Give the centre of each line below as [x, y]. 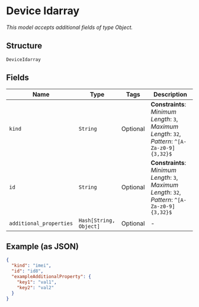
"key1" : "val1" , [37, 282]
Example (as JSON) [42, 246]
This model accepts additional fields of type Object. [70, 27]
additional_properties [41, 223]
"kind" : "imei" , [31, 266]
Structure [24, 46]
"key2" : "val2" [36, 287]
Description [170, 94]
